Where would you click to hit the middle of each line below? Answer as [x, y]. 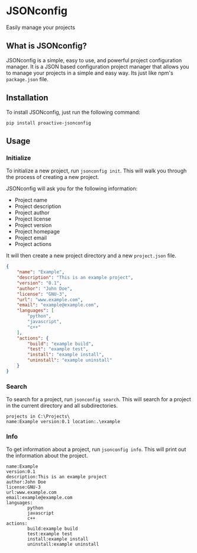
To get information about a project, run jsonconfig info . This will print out [96, 449]
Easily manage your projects [41, 27]
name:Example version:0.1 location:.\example [63, 422]
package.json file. [28, 79]
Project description [38, 206]
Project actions [33, 244]
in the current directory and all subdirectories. [62, 406]
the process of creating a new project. [53, 177]
